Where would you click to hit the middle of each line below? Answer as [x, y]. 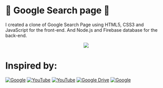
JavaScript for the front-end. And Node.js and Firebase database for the [81, 30]
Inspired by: [31, 66]
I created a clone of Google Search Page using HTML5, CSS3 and [75, 25]
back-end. [16, 35]
